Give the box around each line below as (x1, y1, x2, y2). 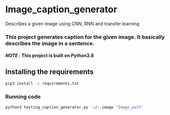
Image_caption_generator (5, 4, 118, 15)
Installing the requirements (5, 67, 94, 76)
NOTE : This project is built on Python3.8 (5, 52, 94, 59)
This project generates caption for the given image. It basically (5, 33, 165, 41)
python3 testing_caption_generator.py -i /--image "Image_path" (5, 105, 144, 110)
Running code (5, 93, 41, 101)
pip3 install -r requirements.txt (5, 81, 80, 86)
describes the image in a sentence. (5, 40, 95, 47)
